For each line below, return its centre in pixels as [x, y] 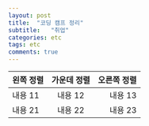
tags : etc [25, 45]
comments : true [33, 52]
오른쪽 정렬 [117, 80]
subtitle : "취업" [39, 30]
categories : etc [35, 37]
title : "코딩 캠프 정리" [46, 23]
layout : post [30, 15]
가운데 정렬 [71, 80]
